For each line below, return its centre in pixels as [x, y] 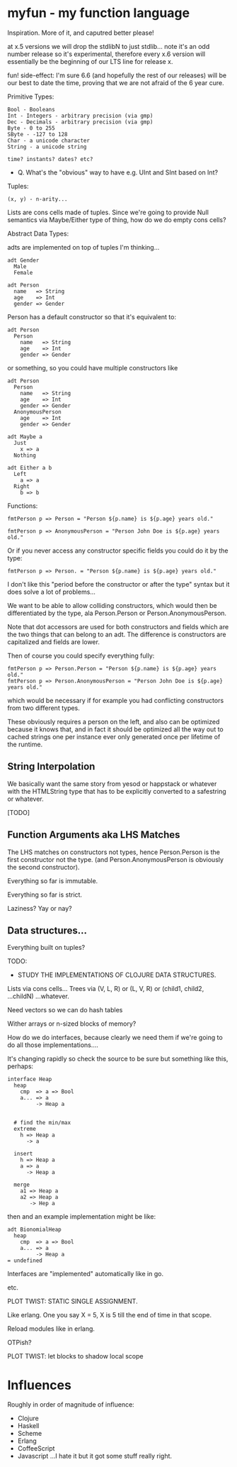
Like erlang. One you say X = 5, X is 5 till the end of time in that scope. [110, 1315]
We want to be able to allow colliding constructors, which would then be [112, 605]
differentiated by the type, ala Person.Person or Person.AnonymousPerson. [117, 613]
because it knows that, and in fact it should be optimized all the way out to [116, 729]
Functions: [23, 506]
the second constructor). [44, 867]
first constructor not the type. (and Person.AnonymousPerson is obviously [116, 859]
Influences [40, 1385]
